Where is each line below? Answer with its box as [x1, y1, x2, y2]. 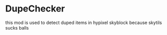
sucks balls [5, 24, 29, 30]
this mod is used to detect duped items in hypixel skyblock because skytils [5, 19, 162, 25]
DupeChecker [5, 3, 65, 14]
